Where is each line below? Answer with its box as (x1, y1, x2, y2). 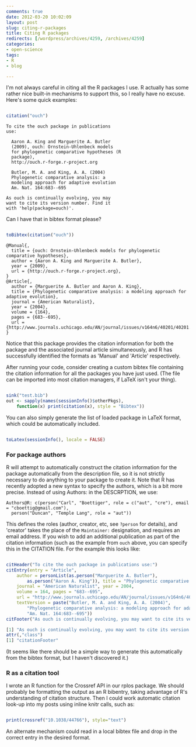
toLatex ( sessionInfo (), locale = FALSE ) (6, 436, 106, 442)
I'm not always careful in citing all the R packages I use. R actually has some (6, 84, 189, 91)
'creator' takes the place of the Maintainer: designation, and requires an (6, 526, 180, 533)
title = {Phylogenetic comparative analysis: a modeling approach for (11, 289, 187, 295)
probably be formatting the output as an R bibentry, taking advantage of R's (6, 689, 188, 696)
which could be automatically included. (6, 420, 100, 427)
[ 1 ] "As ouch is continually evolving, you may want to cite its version (6, 626, 190, 632)
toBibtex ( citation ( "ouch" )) (6, 232, 75, 238)
